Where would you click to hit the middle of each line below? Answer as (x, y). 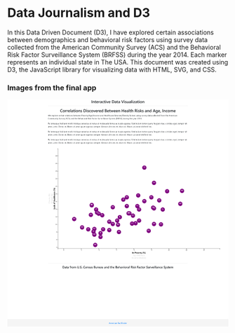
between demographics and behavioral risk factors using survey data (108, 39)
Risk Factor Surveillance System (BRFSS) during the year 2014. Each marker (117, 55)
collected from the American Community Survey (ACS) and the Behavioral (114, 47)
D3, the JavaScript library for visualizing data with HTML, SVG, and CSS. (112, 69)
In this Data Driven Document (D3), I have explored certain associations (110, 32)
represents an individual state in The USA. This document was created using (118, 62)
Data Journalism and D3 (79, 13)
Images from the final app (52, 88)
